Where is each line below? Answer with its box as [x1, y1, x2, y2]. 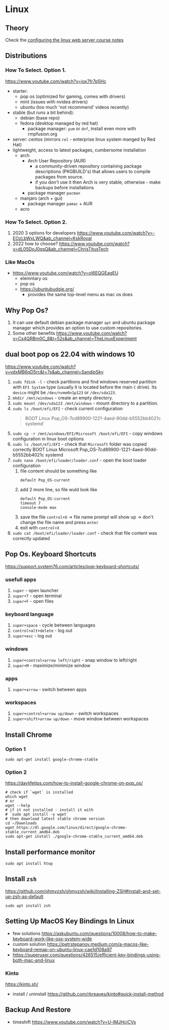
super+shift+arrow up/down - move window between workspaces [12, 716, 149, 722]
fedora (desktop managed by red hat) [20, 120, 98, 126]
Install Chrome [5, 730, 52, 739]
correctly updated [12, 535, 50, 541]
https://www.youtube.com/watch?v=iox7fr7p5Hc [5, 78, 107, 84]
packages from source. [35, 174, 84, 180]
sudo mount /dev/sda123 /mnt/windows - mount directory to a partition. [12, 400, 158, 406]
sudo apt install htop [5, 861, 53, 866]
